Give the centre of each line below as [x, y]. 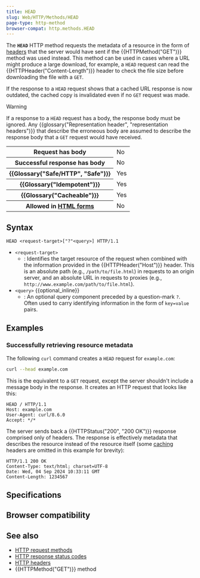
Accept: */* [21, 420]
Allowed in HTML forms [60, 206]
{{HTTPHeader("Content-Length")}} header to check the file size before [95, 71]
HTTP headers [33, 563]
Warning [16, 107]
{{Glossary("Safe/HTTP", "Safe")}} [60, 174]
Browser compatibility [48, 516]
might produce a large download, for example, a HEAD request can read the [98, 65]
